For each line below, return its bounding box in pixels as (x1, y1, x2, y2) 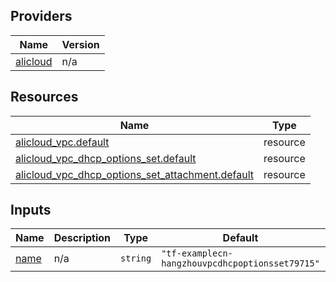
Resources (10, 89, 79, 106)
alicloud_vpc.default (15, 135, 110, 149)
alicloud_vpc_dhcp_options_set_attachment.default (15, 167, 254, 181)
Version (61, 37, 100, 51)
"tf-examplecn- (161, 248, 233, 259)
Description (53, 231, 112, 245)
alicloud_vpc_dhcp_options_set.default (15, 151, 197, 165)
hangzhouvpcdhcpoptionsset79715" (161, 258, 320, 269)
